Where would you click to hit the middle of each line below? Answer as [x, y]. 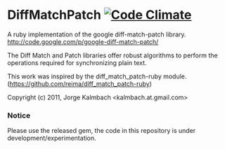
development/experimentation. [52, 138]
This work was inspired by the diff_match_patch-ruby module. [97, 76]
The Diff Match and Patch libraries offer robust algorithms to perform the [112, 55]
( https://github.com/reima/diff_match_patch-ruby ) [80, 83]
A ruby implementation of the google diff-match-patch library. [97, 34]
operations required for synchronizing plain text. [77, 62]
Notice [19, 115]
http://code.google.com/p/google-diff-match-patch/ [83, 41]
